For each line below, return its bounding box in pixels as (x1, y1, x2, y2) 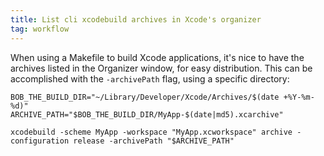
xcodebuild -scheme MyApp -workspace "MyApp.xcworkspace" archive (10, 127, 293, 137)
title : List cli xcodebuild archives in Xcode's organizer (10, 14, 262, 25)
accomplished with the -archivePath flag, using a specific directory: (10, 72, 290, 85)
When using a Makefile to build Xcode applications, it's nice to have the (10, 51, 305, 63)
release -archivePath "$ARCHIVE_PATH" (73, 136, 235, 146)
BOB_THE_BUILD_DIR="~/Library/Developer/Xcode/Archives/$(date (10, 92, 280, 102)
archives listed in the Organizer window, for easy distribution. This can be (10, 62, 313, 74)
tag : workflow (10, 24, 70, 34)
